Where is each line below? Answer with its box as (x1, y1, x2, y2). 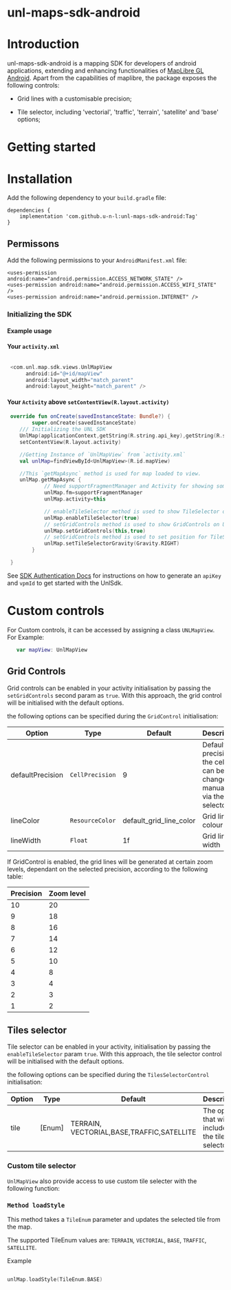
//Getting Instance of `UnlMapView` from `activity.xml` (19, 451, 186, 458)
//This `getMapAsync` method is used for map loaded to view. (19, 470, 201, 477)
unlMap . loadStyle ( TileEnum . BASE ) (7, 1276, 103, 1283)
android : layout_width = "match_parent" (25, 376, 134, 383)
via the (202, 792, 225, 801)
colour (202, 820, 223, 829)
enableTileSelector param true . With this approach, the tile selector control (7, 1050, 222, 1058)
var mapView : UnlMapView (16, 646, 88, 653)
